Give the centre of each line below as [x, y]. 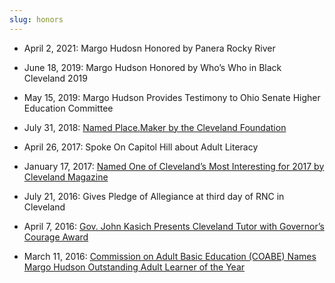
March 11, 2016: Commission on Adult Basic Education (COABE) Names [170, 256]
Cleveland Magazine [66, 177]
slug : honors [36, 19]
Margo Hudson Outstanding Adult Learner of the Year [134, 267]
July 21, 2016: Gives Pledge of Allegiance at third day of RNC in [154, 196]
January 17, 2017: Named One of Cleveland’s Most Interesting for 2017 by [174, 166]
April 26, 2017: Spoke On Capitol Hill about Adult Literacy [141, 147]
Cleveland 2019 [55, 78]
